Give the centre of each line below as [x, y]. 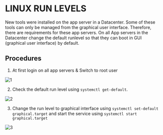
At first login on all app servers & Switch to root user [65, 70]
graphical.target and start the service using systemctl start [75, 113]
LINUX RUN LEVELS [46, 9]
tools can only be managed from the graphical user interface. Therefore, [78, 27]
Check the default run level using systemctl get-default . [70, 89]
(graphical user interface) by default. [42, 43]
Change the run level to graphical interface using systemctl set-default [85, 108]
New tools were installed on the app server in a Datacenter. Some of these [80, 22]
